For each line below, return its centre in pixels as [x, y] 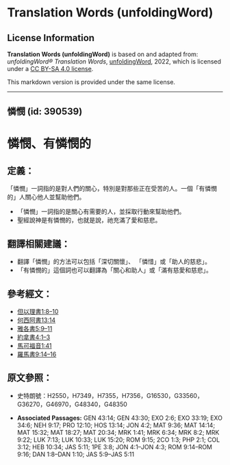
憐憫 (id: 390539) [45, 112]
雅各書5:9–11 [35, 329]
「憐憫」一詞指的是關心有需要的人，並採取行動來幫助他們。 [101, 212]
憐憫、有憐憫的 [49, 143]
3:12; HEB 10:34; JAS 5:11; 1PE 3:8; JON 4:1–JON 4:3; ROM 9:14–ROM [115, 447]
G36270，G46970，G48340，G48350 [72, 404]
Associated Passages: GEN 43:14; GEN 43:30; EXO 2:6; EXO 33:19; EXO [119, 418]
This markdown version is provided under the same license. [91, 82]
